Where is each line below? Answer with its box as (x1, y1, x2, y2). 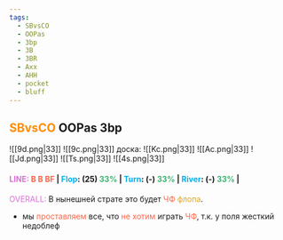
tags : (9, 12, 29, 22)
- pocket (17, 79, 50, 88)
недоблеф (21, 220, 60, 231)
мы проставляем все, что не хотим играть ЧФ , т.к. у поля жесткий (21, 211, 275, 221)
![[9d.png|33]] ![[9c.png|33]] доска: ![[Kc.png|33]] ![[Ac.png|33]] (9, 144, 249, 155)
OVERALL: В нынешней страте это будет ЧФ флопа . (9, 193, 204, 204)
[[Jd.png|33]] (9, 153, 59, 164)
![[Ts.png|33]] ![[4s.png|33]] (60, 153, 165, 164)
